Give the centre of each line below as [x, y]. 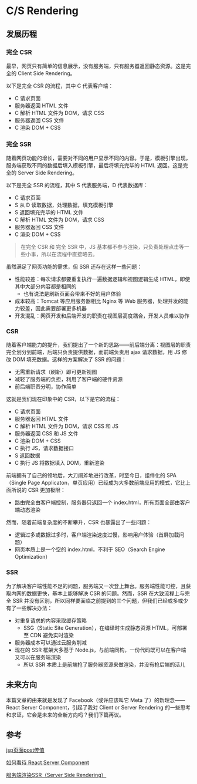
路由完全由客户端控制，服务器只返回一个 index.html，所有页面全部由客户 [102, 502]
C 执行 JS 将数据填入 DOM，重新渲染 [60, 463]
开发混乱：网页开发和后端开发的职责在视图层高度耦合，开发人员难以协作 [102, 316]
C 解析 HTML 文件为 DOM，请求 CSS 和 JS [67, 426]
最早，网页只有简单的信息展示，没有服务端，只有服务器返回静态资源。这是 [96, 66]
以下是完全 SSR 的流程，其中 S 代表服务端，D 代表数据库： [77, 185]
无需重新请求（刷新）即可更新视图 [56, 372]
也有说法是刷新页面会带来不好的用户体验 [72, 294]
